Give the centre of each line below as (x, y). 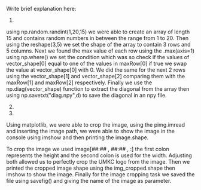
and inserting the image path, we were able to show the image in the (91, 131)
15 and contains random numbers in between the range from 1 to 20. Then (98, 38)
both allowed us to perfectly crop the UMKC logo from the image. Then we (98, 162)
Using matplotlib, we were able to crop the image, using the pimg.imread (96, 125)
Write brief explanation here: (41, 9)
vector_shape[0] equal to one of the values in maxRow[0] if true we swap (97, 63)
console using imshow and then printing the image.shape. (77, 137)
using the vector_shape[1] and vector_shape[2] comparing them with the (96, 76)
